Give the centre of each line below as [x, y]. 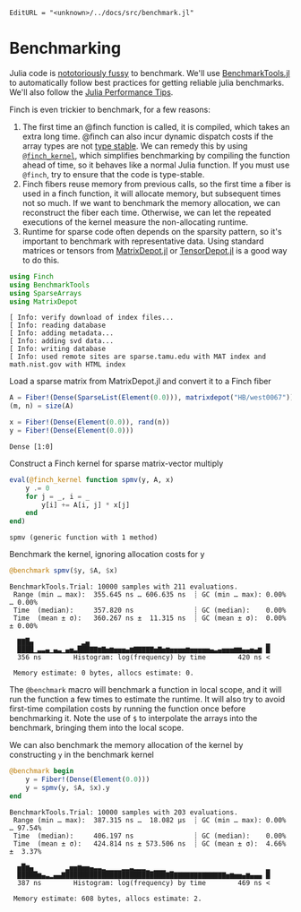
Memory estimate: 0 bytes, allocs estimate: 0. [103, 673]
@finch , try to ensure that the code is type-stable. [113, 174]
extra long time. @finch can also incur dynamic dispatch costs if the [147, 136]
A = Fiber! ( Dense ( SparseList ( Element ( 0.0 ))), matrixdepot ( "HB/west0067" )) [152, 398]
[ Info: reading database [57, 326]
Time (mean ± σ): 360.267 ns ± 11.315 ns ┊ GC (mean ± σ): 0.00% [150, 618]
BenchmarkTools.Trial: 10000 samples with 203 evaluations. [124, 812]
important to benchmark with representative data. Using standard [143, 241]
